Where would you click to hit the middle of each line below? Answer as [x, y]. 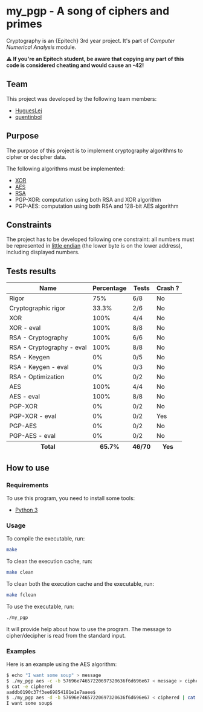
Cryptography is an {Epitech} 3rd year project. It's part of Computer [91, 40]
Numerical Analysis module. [41, 47]
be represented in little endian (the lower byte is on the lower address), [94, 246]
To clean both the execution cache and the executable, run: [80, 583]
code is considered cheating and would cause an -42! [75, 65]
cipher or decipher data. [36, 157]
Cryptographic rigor [37, 308]
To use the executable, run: [40, 606]
